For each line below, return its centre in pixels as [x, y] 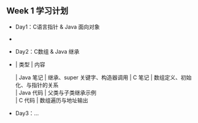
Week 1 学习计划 [37, 11]
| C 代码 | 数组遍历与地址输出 [52, 100]
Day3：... [27, 113]
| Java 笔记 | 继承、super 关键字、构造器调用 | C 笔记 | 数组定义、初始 [103, 77]
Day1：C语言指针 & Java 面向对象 [57, 27]
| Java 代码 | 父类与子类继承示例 [56, 93]
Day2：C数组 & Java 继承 [47, 51]
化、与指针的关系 [37, 85]
